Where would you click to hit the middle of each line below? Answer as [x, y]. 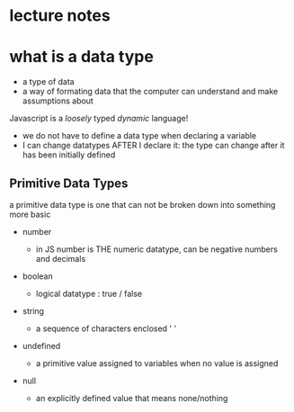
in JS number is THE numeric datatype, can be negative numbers [157, 249]
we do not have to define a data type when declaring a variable [139, 136]
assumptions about [58, 101]
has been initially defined [69, 155]
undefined [41, 345]
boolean [37, 276]
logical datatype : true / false [89, 293]
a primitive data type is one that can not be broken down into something [143, 204]
